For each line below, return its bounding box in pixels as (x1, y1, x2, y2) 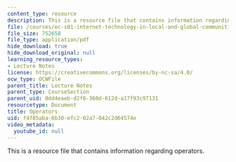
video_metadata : (7, 121, 55, 128)
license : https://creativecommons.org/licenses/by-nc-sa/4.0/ (7, 69, 193, 76)
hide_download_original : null (7, 50, 96, 57)
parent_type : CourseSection (7, 88, 90, 95)
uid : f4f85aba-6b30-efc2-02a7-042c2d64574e (7, 114, 137, 121)
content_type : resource (7, 10, 77, 18)
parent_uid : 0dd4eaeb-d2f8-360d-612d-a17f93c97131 (7, 95, 159, 102)
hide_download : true (7, 43, 68, 50)
